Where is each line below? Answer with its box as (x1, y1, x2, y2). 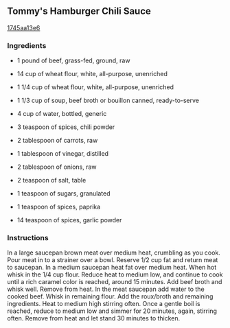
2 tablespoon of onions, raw (16, 163, 97, 171)
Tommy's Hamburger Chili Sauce (7, 5, 151, 17)
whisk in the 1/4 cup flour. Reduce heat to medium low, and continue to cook (7, 270, 223, 279)
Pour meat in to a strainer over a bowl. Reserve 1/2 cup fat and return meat (7, 256, 218, 264)
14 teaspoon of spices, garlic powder (16, 216, 122, 224)
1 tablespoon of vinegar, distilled (16, 150, 108, 158)
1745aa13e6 (7, 23, 41, 32)
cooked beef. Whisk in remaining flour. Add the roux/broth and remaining (7, 292, 214, 301)
